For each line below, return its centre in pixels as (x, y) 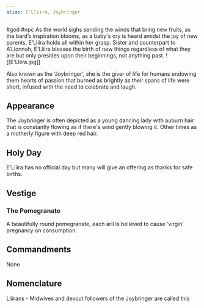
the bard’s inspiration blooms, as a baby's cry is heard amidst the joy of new (102, 36)
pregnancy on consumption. (42, 230)
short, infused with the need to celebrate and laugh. (71, 87)
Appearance (31, 106)
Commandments (39, 250)
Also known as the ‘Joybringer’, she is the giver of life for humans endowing (101, 73)
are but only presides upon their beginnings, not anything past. (86, 55)
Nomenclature (34, 284)
